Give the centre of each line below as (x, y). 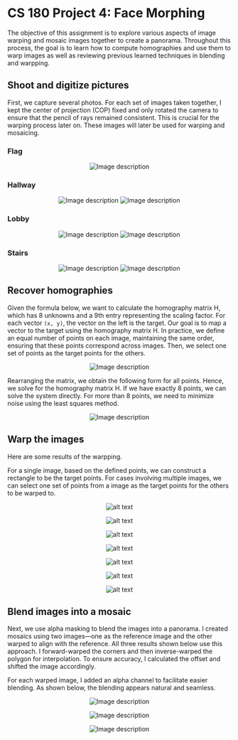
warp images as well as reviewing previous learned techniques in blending (116, 55)
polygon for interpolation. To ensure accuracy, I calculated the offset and (114, 659)
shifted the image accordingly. (52, 667)
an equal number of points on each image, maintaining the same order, (111, 338)
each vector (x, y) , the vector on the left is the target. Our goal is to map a (117, 323)
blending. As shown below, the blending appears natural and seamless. (112, 688)
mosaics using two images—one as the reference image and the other (110, 636)
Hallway (22, 185)
